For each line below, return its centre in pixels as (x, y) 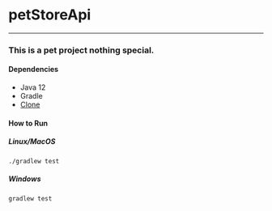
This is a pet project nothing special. (81, 50)
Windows (25, 179)
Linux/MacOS (32, 141)
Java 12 (33, 87)
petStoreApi (50, 15)
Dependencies (34, 70)
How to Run (28, 123)
